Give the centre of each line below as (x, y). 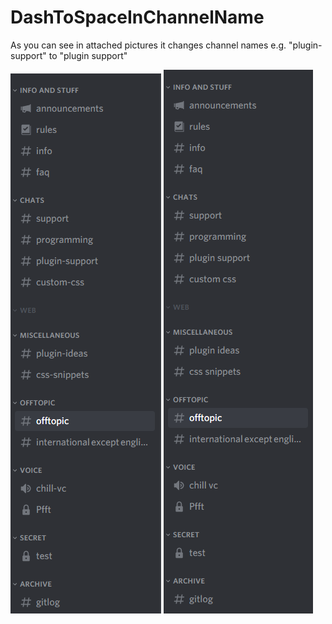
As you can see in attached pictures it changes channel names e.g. (148, 45)
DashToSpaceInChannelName (137, 17)
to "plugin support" (88, 55)
